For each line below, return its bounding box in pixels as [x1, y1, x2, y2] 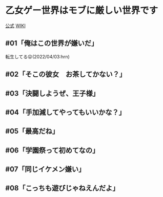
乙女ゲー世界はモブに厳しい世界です [5, 5, 158, 16]
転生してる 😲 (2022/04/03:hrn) [5, 53, 70, 59]
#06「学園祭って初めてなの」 [5, 146, 99, 155]
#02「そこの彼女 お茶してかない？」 [5, 70, 127, 79]
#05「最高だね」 [5, 127, 59, 136]
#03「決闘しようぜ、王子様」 [5, 89, 100, 98]
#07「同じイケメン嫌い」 [5, 165, 86, 174]
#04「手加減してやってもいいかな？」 [5, 108, 126, 117]
